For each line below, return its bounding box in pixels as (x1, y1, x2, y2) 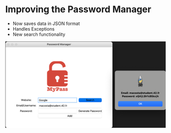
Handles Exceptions (12, 25, 55, 32)
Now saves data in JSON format (12, 20, 80, 26)
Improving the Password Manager (5, 4, 152, 15)
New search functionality (12, 31, 66, 37)
